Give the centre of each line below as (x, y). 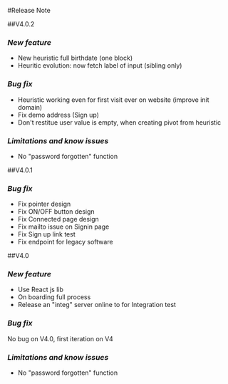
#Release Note (29, 10)
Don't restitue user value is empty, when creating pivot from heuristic (119, 122)
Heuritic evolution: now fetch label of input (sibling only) (100, 66)
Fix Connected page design (58, 219)
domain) (30, 107)
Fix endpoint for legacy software (65, 242)
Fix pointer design (44, 204)
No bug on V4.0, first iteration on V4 (61, 338)
